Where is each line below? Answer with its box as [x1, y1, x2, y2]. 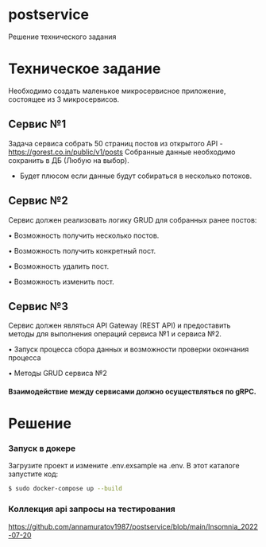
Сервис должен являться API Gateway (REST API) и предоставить [8, 320, 231, 331]
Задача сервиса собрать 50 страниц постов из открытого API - [8, 138, 224, 148]
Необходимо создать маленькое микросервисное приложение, [8, 86, 226, 95]
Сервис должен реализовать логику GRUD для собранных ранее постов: [8, 215, 257, 224]
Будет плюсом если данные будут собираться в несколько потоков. [19, 171, 253, 180]
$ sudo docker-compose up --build [8, 485, 123, 493]
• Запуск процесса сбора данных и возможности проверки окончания [8, 344, 249, 355]
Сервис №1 [8, 118, 66, 131]
